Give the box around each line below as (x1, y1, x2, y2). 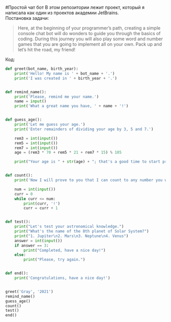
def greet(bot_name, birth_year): (5, 66, 79, 71)
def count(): (5, 173, 33, 178)
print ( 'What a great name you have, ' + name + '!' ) (14, 104, 129, 109)
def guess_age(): (5, 117, 42, 123)
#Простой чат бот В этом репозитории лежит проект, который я (5, 5, 145, 10)
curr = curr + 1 (23, 206, 58, 211)
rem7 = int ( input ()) (14, 145, 58, 151)
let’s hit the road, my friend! (17, 47, 75, 52)
